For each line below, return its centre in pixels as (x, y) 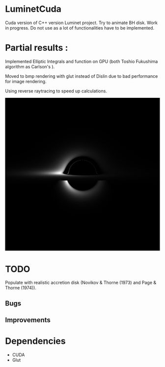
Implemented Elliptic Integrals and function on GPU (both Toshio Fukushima (82, 61)
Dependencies (35, 341)
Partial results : (37, 48)
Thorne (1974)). (21, 288)
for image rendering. (26, 81)
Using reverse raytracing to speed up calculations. (56, 91)
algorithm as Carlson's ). (30, 66)
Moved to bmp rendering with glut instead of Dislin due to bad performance (82, 76)
